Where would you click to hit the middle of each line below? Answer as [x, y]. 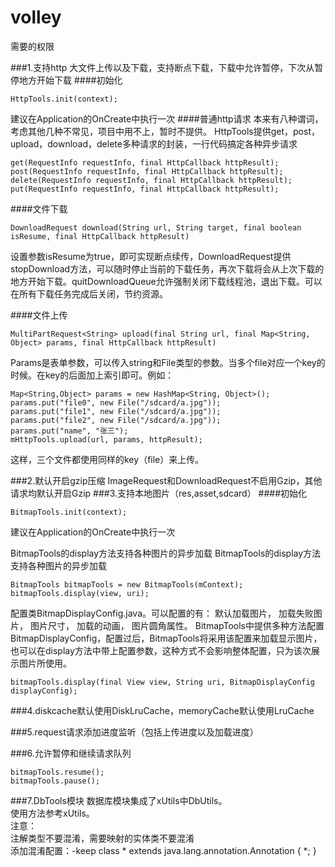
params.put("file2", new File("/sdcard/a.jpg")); [116, 420]
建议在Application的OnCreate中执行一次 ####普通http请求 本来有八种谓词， [167, 118]
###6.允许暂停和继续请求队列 [71, 753]
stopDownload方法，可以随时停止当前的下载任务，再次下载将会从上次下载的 [167, 268]
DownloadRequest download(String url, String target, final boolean [156, 227]
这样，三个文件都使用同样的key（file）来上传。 [107, 459]
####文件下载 [39, 208]
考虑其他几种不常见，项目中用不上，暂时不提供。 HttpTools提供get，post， [165, 131]
